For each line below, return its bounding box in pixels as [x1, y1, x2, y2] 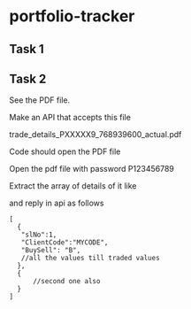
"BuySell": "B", [20, 246, 81, 255]
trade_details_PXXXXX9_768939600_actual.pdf [9, 129, 182, 140]
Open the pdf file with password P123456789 [9, 164, 174, 174]
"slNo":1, [20, 230, 57, 240]
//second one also [32, 277, 101, 286]
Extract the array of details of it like [9, 181, 137, 191]
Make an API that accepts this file [9, 112, 131, 123]
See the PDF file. [9, 95, 71, 105]
